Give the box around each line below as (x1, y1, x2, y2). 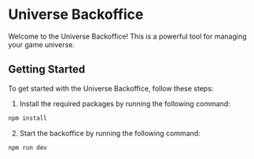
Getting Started (8, 63, 86, 76)
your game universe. (8, 39, 75, 49)
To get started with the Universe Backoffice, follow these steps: (8, 83, 214, 93)
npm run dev (8, 143, 47, 151)
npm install (8, 114, 47, 122)
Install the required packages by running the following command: (19, 98, 230, 108)
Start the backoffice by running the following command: (19, 128, 201, 138)
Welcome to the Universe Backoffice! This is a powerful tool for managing (8, 31, 247, 41)
